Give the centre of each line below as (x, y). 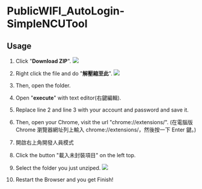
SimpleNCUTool (47, 24)
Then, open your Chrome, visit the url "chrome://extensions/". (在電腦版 (104, 122)
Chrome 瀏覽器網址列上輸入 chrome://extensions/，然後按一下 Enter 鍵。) (106, 130)
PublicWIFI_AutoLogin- (66, 11)
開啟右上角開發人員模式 (44, 142)
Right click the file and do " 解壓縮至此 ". (64, 73)
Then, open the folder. (43, 85)
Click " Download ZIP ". (43, 61)
